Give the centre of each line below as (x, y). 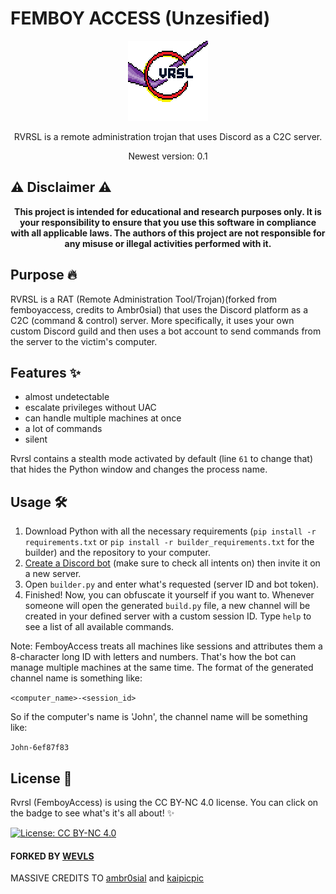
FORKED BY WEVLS (52, 856)
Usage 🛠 (39, 502)
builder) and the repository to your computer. (117, 553)
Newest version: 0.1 (168, 156)
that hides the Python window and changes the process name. (139, 469)
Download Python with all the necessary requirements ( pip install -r (170, 531)
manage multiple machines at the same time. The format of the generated (162, 668)
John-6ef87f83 (40, 748)
